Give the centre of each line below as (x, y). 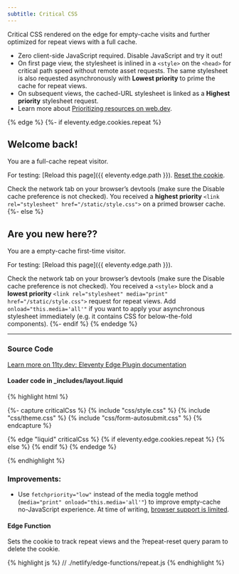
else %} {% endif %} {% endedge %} (62, 446)
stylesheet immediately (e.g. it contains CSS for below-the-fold (100, 316)
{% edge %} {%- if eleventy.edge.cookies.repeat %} (85, 122)
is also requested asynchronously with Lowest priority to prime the (116, 78)
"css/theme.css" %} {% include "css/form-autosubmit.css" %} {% (105, 418)
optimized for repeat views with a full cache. (72, 42)
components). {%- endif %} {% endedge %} (73, 324)
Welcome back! (43, 145)
